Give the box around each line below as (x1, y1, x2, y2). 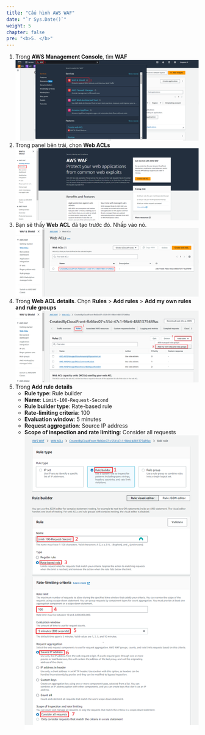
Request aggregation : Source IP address (24, 422, 128, 429)
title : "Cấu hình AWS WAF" (6, 10, 75, 16)
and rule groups (15, 304, 57, 311)
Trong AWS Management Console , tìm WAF (15, 53, 128, 60)
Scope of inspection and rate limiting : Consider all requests (24, 429, 176, 436)
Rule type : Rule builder (24, 390, 82, 397)
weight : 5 (6, 23, 32, 29)
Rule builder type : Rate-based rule (24, 403, 112, 410)
